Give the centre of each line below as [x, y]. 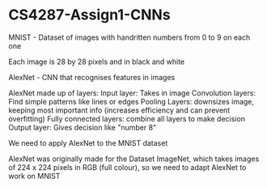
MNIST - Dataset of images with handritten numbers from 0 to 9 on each [129, 37]
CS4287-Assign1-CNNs [90, 15]
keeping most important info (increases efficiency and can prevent [119, 110]
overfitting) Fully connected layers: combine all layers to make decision [127, 118]
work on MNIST [34, 176]
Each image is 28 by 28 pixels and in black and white [97, 62]
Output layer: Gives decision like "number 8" [83, 127]
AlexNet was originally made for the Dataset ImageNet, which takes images [134, 159]
